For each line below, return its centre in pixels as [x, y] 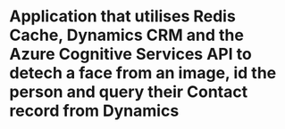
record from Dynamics [94, 111]
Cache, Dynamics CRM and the [126, 35]
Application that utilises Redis [123, 16]
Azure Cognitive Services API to [130, 54]
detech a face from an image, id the [143, 73]
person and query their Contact [129, 92]
